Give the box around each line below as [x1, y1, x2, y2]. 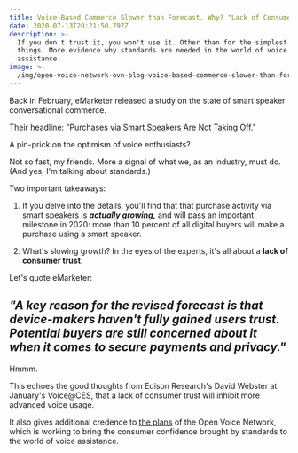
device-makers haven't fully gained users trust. [9, 312, 280, 327]
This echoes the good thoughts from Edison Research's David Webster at [9, 380, 278, 391]
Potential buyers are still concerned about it [9, 326, 258, 341]
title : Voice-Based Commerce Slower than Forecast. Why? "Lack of [9, 12, 260, 22]
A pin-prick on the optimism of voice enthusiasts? [9, 139, 191, 149]
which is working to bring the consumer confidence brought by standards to [9, 425, 288, 436]
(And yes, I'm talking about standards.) [9, 165, 151, 176]
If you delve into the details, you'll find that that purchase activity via [21, 200, 272, 211]
